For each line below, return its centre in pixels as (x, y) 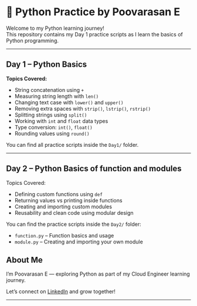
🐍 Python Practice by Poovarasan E (93, 12)
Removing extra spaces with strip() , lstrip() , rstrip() (83, 108)
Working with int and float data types (61, 121)
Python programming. (33, 40)
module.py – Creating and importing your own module (79, 242)
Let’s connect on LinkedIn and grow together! (61, 291)
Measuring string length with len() (57, 96)
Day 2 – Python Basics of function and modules (94, 169)
